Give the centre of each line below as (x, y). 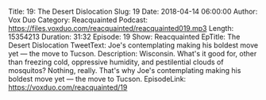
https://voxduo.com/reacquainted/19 (68, 87)
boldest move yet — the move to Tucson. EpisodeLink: (97, 79)
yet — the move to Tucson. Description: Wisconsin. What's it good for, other (133, 54)
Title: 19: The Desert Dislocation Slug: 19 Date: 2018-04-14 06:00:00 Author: (133, 12)
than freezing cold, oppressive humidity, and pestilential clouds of (116, 62)
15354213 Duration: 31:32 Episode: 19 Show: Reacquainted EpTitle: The (124, 37)
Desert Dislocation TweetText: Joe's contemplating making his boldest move (133, 45)
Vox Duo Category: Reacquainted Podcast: (78, 20)
